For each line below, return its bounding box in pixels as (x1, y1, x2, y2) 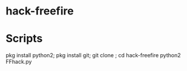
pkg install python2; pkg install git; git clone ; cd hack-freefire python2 (5, 52, 181, 59)
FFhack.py (5, 58, 32, 66)
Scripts (5, 32, 43, 46)
